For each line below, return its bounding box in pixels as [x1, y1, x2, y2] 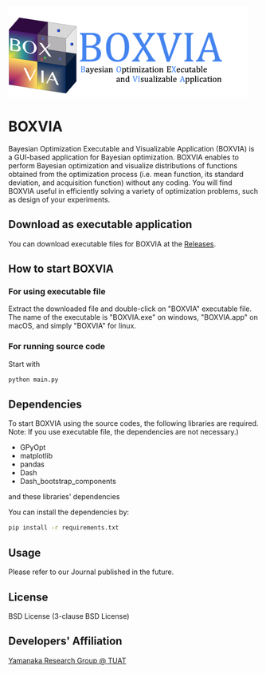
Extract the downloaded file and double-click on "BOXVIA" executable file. [8, 304, 252, 313]
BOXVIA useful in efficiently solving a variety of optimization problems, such [8, 186, 259, 195]
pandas [19, 459, 45, 469]
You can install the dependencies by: [8, 507, 130, 517]
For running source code [8, 341, 106, 352]
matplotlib [19, 451, 53, 461]
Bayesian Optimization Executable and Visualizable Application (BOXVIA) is [8, 144, 255, 153]
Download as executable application [8, 218, 193, 231]
